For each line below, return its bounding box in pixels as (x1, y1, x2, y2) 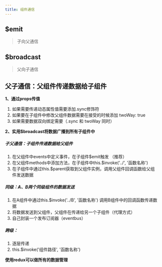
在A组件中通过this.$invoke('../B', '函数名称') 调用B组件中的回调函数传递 (12, 197, 153, 203)
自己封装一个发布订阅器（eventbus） (12, 216, 86, 221)
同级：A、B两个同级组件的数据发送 (5, 184, 75, 190)
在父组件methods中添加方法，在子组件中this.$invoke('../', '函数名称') (12, 160, 148, 166)
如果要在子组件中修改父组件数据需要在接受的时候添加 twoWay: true (12, 112, 146, 118)
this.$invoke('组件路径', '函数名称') (12, 246, 81, 252)
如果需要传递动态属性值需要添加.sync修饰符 (12, 106, 100, 112)
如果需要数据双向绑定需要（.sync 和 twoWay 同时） (12, 118, 115, 124)
